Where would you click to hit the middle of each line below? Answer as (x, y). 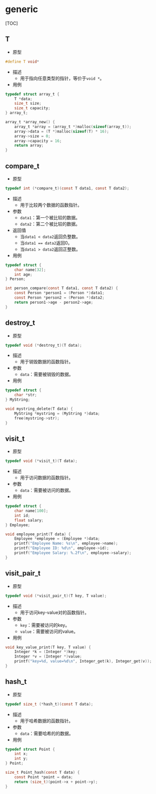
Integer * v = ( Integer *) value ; (48, 657)
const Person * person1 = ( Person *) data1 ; (59, 293)
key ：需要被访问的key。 (45, 625)
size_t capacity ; (32, 108)
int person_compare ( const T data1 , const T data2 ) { (62, 288)
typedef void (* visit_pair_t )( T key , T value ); (56, 596)
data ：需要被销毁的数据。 (47, 375)
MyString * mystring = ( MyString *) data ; (57, 413)
